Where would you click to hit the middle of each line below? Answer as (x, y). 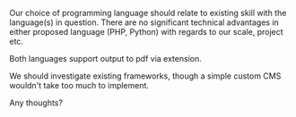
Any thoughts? (36, 103)
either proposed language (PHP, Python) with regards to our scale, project (147, 32)
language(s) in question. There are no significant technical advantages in (144, 22)
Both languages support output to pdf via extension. (105, 58)
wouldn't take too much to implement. (79, 85)
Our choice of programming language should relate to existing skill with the (148, 13)
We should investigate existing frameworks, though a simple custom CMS (145, 76)
